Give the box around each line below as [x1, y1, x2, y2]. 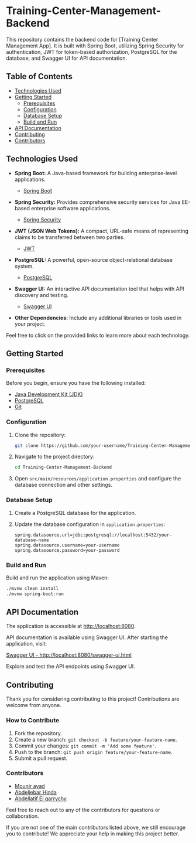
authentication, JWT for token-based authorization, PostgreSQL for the [6, 48, 177, 55]
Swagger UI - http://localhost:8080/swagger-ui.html [6, 651, 132, 658]
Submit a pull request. [14, 755, 68, 762]
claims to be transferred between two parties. [14, 233, 125, 241]
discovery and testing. [14, 291, 68, 298]
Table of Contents [6, 71, 73, 81]
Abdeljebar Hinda [14, 789, 57, 796]
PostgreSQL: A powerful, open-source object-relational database [14, 256, 173, 263]
